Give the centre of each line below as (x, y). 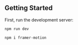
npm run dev (17, 29)
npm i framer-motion (26, 38)
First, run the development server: (39, 20)
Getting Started (29, 8)
